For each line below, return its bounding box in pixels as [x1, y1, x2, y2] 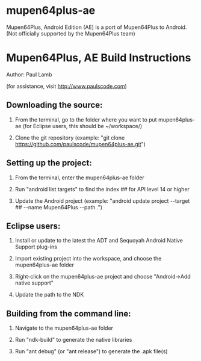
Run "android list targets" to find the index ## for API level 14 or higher [14, 185, 190, 193]
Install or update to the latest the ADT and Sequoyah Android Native [14, 237, 184, 244]
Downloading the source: [6, 100, 103, 110]
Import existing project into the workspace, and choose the [14, 255, 162, 262]
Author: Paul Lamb [6, 70, 52, 78]
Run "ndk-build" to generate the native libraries [14, 336, 132, 344]
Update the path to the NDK [14, 291, 84, 298]
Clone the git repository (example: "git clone [14, 134, 125, 141]
